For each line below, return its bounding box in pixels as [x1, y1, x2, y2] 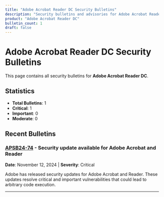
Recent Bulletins [5, 130, 56, 138]
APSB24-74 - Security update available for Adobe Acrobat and [5, 145, 156, 152]
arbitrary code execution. [5, 181, 56, 187]
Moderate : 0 [12, 115, 38, 121]
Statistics [5, 87, 35, 95]
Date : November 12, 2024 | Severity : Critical [5, 162, 95, 168]
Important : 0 [12, 110, 38, 116]
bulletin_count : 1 [5, 21, 42, 26]
